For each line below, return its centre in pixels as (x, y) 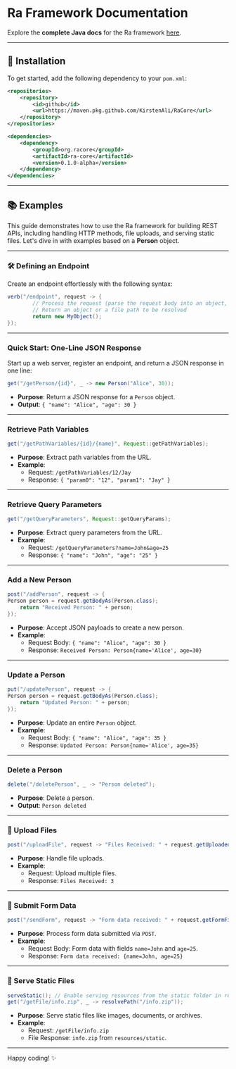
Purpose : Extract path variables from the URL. (84, 457)
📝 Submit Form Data (42, 905)
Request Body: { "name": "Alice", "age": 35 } (97, 737)
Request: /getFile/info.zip (68, 1030)
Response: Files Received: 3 (71, 881)
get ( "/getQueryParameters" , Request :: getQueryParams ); (89, 519)
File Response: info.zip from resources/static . (97, 1038)
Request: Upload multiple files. (72, 873)
